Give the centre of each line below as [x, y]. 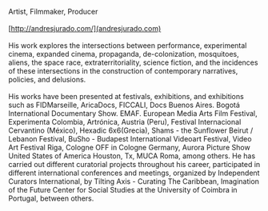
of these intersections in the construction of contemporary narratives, [123, 71]
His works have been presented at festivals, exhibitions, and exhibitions [126, 96]
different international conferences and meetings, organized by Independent [134, 173]
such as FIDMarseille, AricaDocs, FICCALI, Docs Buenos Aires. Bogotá [124, 105]
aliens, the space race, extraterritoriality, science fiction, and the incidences [133, 62]
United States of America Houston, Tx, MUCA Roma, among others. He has [132, 156]
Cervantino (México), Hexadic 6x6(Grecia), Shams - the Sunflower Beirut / [131, 130]
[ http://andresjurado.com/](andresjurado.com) [85, 28]
